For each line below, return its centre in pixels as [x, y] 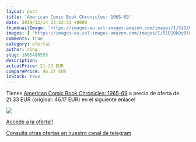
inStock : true [23, 77]
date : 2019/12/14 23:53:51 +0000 [47, 22]
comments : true [24, 39]
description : [22, 60]
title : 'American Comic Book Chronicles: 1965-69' [69, 17]
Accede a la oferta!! [30, 122]
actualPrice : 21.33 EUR [35, 66]
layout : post [22, 11]
